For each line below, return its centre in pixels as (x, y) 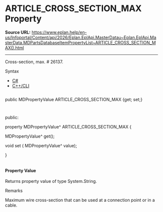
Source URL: (18, 32)
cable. (11, 205)
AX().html (15, 48)
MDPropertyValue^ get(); (30, 136)
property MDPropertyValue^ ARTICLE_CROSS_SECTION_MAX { (68, 126)
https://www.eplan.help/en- (59, 32)
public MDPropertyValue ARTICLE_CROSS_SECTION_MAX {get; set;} (74, 99)
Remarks (14, 191)
